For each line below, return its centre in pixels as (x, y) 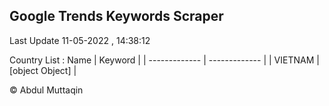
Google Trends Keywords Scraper (116, 16)
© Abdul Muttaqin (46, 90)
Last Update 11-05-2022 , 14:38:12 (80, 40)
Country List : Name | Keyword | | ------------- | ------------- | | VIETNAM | (164, 60)
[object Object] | (43, 70)
